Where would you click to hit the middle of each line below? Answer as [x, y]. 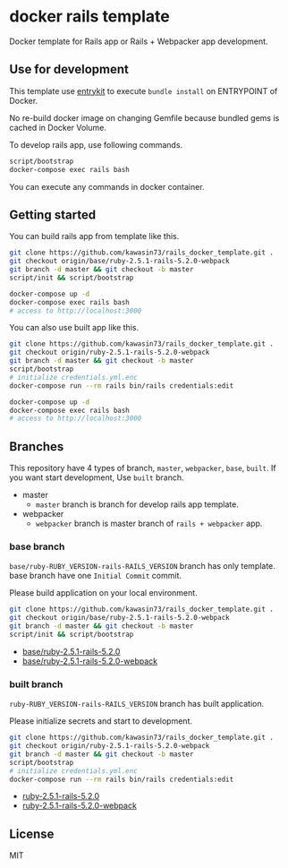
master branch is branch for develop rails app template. [137, 504]
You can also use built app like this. [74, 328]
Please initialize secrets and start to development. [101, 721]
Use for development [69, 69]
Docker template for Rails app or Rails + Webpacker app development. [139, 41]
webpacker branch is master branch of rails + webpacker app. [149, 524]
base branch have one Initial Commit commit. [95, 576]
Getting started [53, 215]
